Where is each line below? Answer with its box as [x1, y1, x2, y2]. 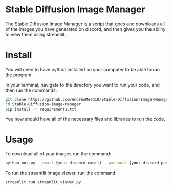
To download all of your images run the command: [5, 151, 112, 157]
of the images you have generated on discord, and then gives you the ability [5, 26, 166, 32]
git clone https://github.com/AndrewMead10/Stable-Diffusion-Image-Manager [5, 97, 170, 102]
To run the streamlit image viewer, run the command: [5, 170, 117, 176]
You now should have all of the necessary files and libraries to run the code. [5, 116, 165, 122]
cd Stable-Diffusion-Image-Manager [5, 101, 81, 107]
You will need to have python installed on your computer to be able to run [5, 66, 160, 72]
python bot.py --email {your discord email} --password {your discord [5, 160, 159, 166]
